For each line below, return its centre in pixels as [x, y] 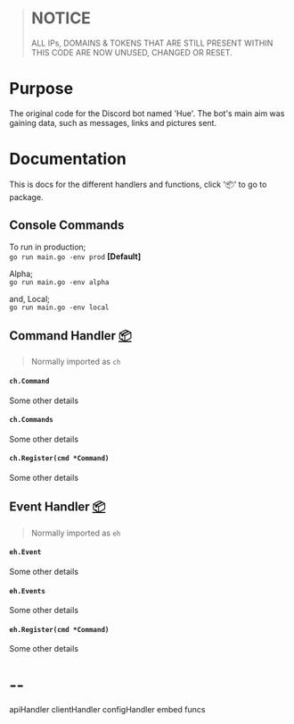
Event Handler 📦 [57, 507]
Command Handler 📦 [70, 336]
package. [26, 197]
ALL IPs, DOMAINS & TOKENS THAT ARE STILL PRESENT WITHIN [152, 43]
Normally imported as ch [76, 362]
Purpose [41, 89]
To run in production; [48, 247]
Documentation [68, 159]
